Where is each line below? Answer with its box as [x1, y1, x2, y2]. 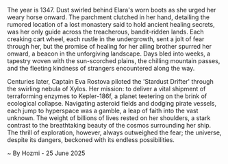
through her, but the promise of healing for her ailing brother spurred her [7, 43, 212, 50]
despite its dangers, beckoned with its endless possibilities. [7, 136, 175, 143]
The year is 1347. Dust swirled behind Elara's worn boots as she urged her [7, 6, 216, 14]
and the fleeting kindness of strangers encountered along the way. [7, 65, 195, 72]
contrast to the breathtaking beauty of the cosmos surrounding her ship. [7, 121, 212, 129]
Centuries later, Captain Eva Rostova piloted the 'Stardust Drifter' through [7, 78, 214, 85]
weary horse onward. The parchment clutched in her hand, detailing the [7, 13, 210, 21]
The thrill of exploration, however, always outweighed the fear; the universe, [7, 128, 222, 137]
